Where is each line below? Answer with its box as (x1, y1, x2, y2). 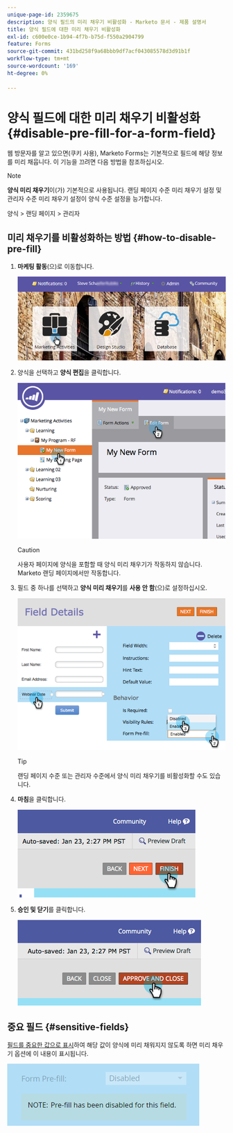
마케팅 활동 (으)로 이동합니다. (17, 263, 94, 271)
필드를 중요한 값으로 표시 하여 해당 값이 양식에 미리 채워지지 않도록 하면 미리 (7, 1041, 211, 1049)
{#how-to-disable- (132, 231, 216, 243)
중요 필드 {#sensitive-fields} (7, 1021, 130, 1033)
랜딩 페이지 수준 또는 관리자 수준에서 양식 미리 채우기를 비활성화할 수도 (17, 772, 208, 780)
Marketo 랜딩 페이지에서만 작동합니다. (17, 568, 121, 577)
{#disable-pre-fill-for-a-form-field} (7, 125, 216, 141)
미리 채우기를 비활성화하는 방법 (7, 231, 132, 243)
